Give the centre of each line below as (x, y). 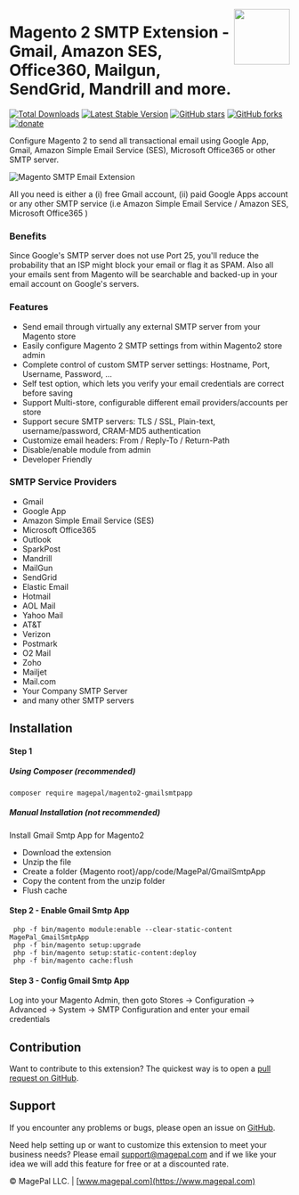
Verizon (36, 634)
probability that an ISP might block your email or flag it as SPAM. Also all (141, 265)
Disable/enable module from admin (86, 449)
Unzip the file (47, 862)
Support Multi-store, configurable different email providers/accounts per (155, 402)
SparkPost (41, 549)
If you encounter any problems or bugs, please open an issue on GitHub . (142, 1127)
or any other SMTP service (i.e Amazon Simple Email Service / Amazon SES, (149, 203)
